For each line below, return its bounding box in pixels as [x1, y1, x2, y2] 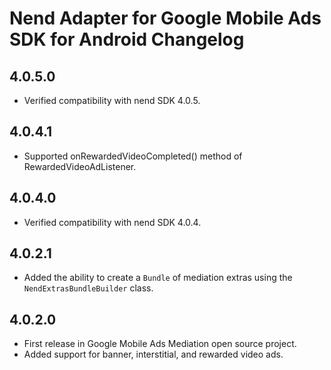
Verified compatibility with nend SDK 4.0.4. [23, 216, 202, 228]
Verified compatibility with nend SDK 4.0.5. [23, 95, 201, 106]
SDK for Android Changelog [9, 28, 245, 51]
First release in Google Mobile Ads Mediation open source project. [23, 338, 297, 350]
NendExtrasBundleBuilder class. [23, 282, 154, 294]
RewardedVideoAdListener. [23, 160, 137, 172]
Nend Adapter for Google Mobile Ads [9, 7, 322, 30]
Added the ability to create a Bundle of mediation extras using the [23, 272, 293, 284]
